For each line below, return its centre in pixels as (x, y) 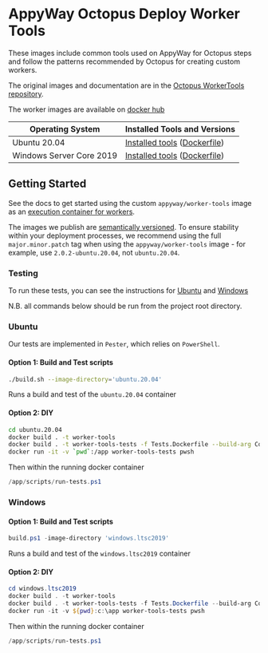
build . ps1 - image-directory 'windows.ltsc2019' (89, 538)
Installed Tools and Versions (180, 129)
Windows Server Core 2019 (65, 155)
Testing (23, 273)
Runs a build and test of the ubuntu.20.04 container (93, 394)
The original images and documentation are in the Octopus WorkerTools (126, 85)
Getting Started (47, 184)
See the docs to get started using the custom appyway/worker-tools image (130, 203)
